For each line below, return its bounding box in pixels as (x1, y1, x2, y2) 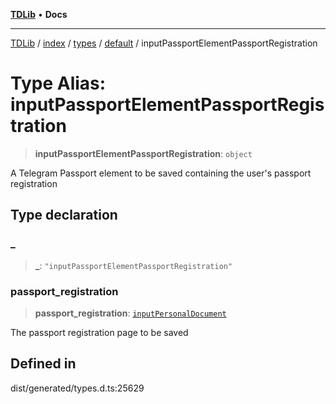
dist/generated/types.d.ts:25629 (10, 382, 145, 394)
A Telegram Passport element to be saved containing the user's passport (10, 167, 312, 179)
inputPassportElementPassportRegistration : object (34, 147, 253, 159)
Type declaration (10, 207, 118, 224)
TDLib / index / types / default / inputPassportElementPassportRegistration (10, 37, 318, 49)
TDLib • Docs (10, 9, 68, 20)
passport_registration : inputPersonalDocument (34, 307, 227, 319)
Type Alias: (10, 72, 107, 95)
